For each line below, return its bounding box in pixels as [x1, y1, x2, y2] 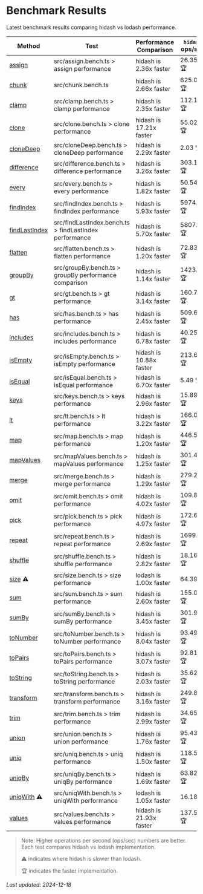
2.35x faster [135, 105, 171, 113]
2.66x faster [135, 85, 171, 93]
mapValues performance [54, 460, 124, 468]
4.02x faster [135, 500, 171, 508]
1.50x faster [135, 757, 171, 766]
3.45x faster [135, 618, 171, 626]
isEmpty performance [54, 359, 116, 368]
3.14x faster [135, 297, 171, 305]
